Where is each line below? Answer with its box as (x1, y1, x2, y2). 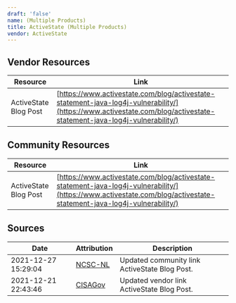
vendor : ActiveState (7, 30, 68, 37)
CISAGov (76, 280, 106, 290)
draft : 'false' (7, 10, 52, 18)
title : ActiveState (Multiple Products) (7, 23, 128, 30)
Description (152, 243, 193, 253)
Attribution (76, 243, 114, 253)
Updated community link (119, 255, 201, 265)
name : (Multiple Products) (7, 17, 86, 24)
